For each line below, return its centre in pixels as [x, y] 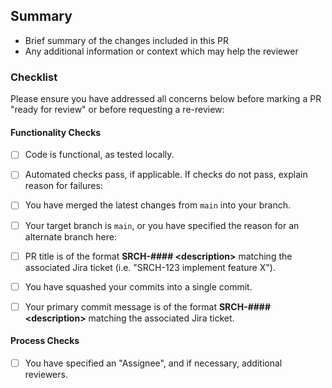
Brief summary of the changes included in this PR [127, 40]
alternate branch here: [70, 236]
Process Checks [45, 341]
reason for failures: [63, 186]
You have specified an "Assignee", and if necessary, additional [153, 363]
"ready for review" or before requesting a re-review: [117, 110]
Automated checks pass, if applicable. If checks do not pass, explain [166, 175]
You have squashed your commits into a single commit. [138, 286]
